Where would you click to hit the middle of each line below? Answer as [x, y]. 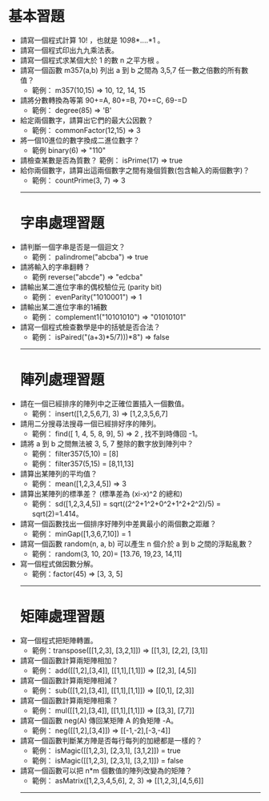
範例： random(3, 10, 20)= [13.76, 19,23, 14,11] [107, 553]
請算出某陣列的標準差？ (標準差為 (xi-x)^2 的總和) [101, 493]
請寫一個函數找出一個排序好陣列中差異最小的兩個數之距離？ [118, 523]
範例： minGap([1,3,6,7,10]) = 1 [81, 533]
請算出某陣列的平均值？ [58, 473]
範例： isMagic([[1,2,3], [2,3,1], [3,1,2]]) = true [106, 751]
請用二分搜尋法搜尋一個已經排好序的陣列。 [90, 423]
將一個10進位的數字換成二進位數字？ [80, 140]
